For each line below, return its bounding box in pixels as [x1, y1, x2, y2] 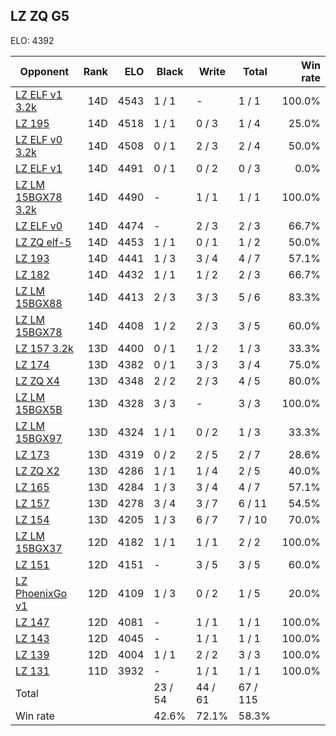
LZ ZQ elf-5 [15, 235, 72, 249]
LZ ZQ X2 [15, 464, 60, 478]
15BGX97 [15, 431, 63, 445]
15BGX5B [15, 402, 63, 416]
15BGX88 [15, 296, 63, 310]
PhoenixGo [15, 586, 68, 600]
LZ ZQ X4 [15, 374, 60, 388]
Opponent [19, 64, 70, 78]
